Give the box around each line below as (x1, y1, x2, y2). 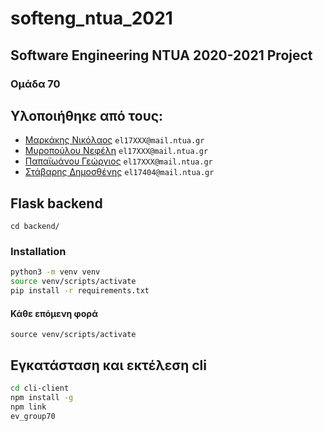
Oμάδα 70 (10, 77, 61, 91)
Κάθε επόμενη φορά (10, 307, 98, 319)
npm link (10, 402, 47, 412)
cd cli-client (10, 383, 70, 394)
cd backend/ (10, 222, 60, 232)
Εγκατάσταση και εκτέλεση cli (10, 357, 207, 374)
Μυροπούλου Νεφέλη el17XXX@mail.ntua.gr (24, 145, 209, 157)
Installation (10, 245, 67, 259)
